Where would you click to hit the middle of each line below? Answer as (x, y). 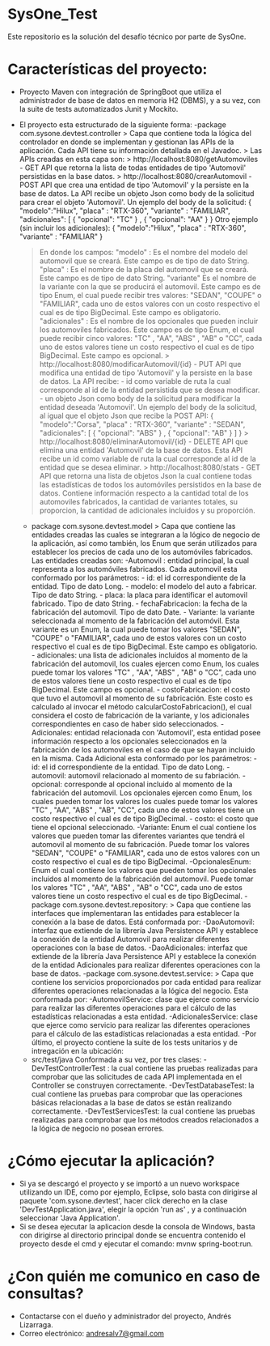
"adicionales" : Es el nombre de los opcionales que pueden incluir (149, 321)
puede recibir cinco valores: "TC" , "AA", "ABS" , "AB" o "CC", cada (151, 338)
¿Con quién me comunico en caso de (134, 1276)
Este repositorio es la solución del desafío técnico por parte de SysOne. (127, 36)
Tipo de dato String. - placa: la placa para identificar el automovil (139, 594)
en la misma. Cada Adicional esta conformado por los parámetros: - (144, 758)
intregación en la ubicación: (78, 1050)
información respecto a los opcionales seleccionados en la (129, 741)
